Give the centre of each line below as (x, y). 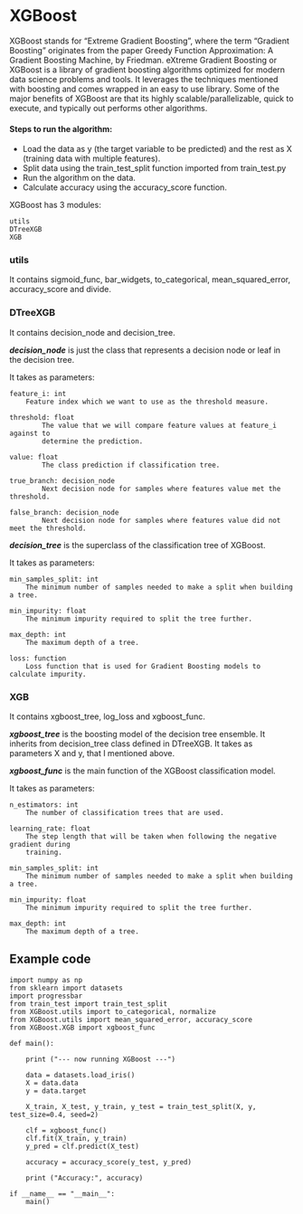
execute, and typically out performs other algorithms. (109, 108)
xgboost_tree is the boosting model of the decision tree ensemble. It (137, 735)
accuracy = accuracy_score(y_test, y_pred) (109, 1162)
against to (30, 433)
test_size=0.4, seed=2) (54, 1114)
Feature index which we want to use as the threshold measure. (147, 402)
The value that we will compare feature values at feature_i (160, 425)
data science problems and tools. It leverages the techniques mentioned (144, 79)
